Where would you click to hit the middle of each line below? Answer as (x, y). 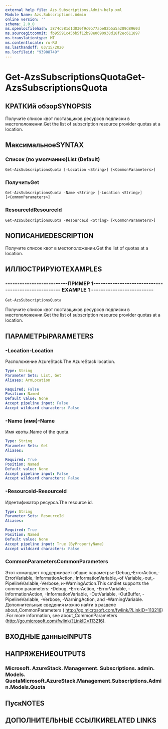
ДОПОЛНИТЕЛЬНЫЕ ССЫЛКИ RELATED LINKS (81, 721)
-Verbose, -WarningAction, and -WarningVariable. (92, 599)
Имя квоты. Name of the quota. (37, 432)
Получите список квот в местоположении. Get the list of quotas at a (77, 248)
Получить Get (22, 183)
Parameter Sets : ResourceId (35, 516)
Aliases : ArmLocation (28, 380)
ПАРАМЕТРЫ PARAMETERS (49, 336)
